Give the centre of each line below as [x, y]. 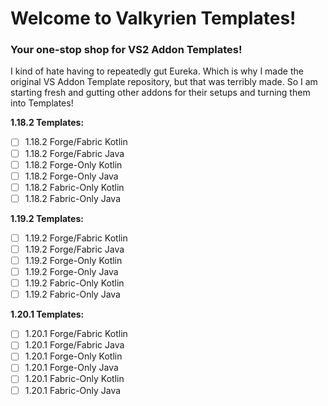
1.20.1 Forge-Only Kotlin [73, 356]
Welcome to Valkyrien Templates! [153, 18]
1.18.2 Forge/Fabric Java [74, 153]
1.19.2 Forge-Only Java [71, 272]
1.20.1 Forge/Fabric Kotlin [76, 334]
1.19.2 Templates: [47, 218]
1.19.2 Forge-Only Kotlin [73, 260]
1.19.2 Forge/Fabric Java [74, 249]
